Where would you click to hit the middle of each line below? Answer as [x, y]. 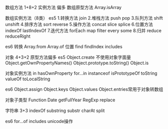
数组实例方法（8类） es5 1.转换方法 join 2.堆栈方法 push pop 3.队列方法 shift [84, 18]
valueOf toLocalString [28, 79]
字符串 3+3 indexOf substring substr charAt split [55, 110]
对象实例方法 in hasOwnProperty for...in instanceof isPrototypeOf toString [81, 73]
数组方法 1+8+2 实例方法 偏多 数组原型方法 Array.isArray [63, 7]
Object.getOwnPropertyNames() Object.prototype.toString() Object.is [77, 63]
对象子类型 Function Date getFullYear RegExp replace [60, 100]
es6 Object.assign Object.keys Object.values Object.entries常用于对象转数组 [84, 89]
